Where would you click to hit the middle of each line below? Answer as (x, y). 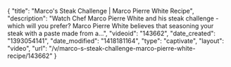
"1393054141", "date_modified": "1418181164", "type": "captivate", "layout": (115, 41)
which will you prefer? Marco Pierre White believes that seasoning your (111, 26)
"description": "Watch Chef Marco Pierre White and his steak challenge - (113, 18)
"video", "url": (27, 48)
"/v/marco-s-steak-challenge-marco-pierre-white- (122, 48)
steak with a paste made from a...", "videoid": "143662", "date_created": (112, 33)
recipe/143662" (30, 56)
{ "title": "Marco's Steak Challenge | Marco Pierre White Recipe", (101, 11)
